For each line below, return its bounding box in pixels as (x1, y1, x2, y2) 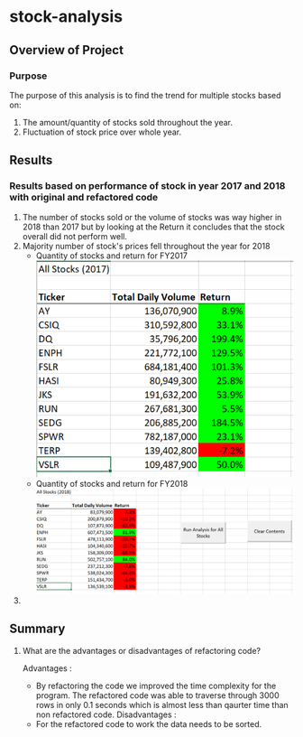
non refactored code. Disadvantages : (35, 709, 178, 720)
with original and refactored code (9, 191, 159, 204)
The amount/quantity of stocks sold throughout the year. (22, 117, 233, 127)
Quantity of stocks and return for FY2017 (35, 250, 188, 261)
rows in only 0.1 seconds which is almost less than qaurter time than (35, 699, 289, 710)
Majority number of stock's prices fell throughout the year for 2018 (22, 240, 271, 251)
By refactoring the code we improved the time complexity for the (35, 680, 277, 691)
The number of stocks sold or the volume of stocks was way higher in (22, 211, 282, 222)
